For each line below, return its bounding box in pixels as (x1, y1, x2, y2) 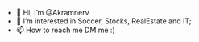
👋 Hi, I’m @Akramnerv (15, 8, 90, 17)
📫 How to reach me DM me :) (15, 25, 115, 35)
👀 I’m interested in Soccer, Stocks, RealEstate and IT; (15, 16, 192, 26)
